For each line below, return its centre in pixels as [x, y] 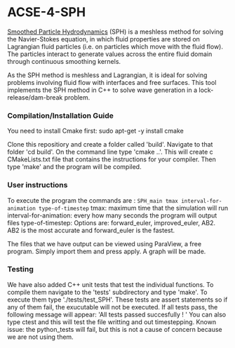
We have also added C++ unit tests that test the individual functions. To [110, 284]
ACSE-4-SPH [47, 12]
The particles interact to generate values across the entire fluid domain [110, 54]
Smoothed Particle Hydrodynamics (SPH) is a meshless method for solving [115, 32]
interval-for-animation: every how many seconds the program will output [112, 215]
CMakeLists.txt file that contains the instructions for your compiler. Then [112, 159]
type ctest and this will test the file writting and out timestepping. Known [112, 322]
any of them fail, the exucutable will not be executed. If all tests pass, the [113, 307]
